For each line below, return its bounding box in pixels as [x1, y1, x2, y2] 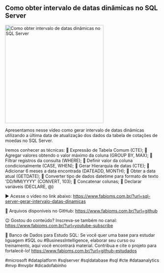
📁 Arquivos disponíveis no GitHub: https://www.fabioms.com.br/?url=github [5, 208, 158, 214]
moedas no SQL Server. [5, 137, 53, 143]
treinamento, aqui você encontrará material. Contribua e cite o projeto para [5, 243, 157, 248]
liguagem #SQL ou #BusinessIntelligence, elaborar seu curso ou [5, 237, 135, 243]
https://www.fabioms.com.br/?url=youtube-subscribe [5, 222, 113, 228]
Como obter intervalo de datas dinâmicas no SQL [5, 4, 158, 12]
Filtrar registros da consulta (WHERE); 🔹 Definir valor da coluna [5, 157, 133, 164]
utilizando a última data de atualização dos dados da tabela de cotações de [5, 132, 158, 138]
